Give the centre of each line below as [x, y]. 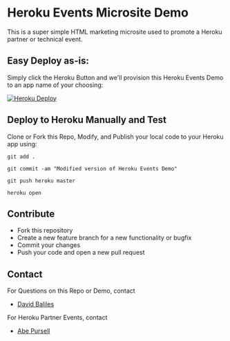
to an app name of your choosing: [55, 85]
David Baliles [36, 304]
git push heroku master [41, 181]
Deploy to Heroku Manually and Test [87, 120]
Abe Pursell [33, 331]
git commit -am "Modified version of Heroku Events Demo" [92, 168]
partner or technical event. [45, 39]
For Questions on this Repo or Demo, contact [71, 291]
